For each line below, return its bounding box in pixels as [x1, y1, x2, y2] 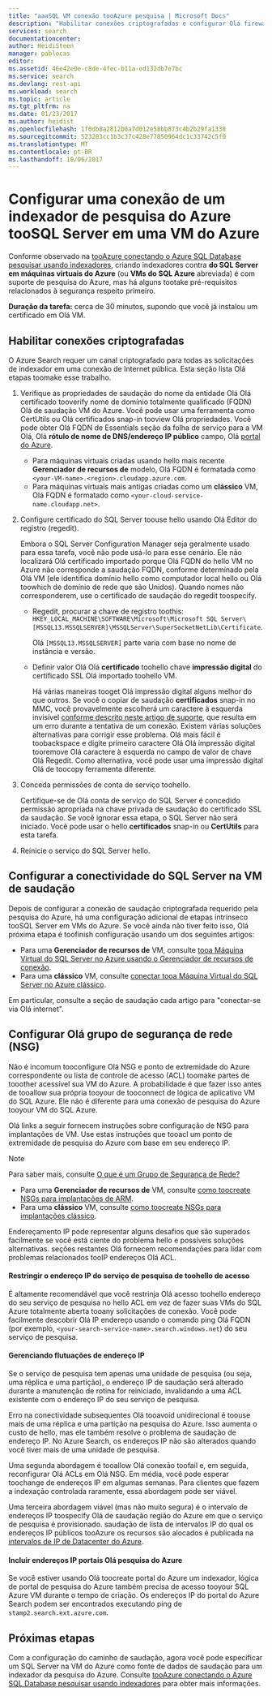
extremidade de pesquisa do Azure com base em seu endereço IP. [8, 1138, 231, 1147]
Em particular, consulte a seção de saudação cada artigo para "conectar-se [8, 995, 261, 1005]
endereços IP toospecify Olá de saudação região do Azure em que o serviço [8, 1511, 263, 1521]
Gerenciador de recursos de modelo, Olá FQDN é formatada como [32, 464, 257, 474]
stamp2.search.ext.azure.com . [8, 1608, 109, 1617]
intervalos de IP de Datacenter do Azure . [8, 1537, 144, 1547]
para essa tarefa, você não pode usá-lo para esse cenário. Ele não [19, 548, 243, 557]
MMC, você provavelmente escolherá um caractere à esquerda [32, 704, 243, 713]
